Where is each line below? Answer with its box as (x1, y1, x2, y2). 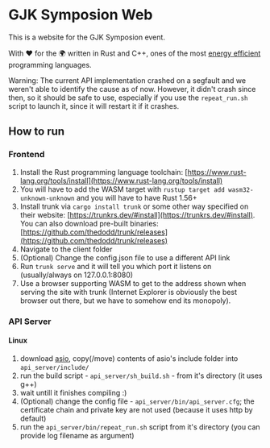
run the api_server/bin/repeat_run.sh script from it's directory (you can (19, 421, 260, 432)
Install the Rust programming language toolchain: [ (19, 167, 188, 176)
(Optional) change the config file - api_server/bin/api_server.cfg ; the (19, 396, 255, 406)
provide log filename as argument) (19, 430, 135, 440)
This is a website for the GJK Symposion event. (8, 32, 165, 42)
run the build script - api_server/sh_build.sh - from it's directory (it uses (19, 371, 263, 380)
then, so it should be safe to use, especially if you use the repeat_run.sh (8, 93, 248, 102)
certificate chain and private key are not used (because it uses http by (19, 404, 253, 414)
